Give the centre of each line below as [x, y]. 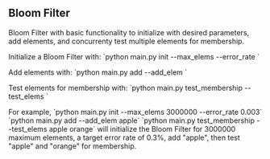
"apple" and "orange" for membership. [73, 146]
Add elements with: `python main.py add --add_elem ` [98, 72]
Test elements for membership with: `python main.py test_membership [126, 88]
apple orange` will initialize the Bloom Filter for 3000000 [142, 128]
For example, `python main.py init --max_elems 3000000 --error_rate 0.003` [135, 112]
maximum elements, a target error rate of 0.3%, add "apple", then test [124, 137]
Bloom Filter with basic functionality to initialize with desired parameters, [129, 32]
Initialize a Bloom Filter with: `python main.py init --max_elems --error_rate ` [134, 56]
